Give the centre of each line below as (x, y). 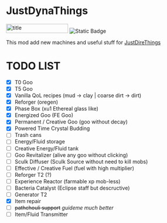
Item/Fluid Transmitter (41, 214)
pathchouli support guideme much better (64, 208)
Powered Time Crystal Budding (52, 128)
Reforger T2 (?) (33, 174)
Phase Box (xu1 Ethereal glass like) (56, 109)
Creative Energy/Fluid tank (47, 148)
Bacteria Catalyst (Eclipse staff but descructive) (72, 188)
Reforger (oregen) (36, 102)
